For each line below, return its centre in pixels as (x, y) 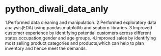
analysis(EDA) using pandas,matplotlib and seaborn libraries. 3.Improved (79, 27)
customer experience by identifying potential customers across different (78, 33)
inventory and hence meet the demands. (46, 48)
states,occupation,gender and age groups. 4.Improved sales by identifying (80, 38)
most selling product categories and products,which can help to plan (75, 43)
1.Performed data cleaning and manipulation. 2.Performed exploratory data (81, 22)
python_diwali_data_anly (57, 9)
